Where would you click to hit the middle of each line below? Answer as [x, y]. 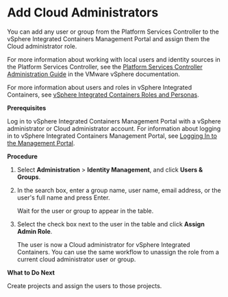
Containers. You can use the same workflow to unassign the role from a [118, 252]
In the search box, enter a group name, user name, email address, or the [119, 190]
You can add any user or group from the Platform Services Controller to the [113, 32]
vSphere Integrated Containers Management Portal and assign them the [109, 38]
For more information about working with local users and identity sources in [114, 59]
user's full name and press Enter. [63, 198]
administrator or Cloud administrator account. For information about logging [114, 128]
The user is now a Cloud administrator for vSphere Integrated [103, 244]
